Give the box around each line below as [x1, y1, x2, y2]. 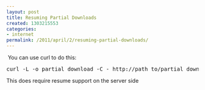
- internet [6, 32, 34, 38]
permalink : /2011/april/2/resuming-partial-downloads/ [6, 37, 149, 43]
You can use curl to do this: [7, 54, 77, 61]
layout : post [6, 9, 40, 15]
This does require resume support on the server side [6, 77, 139, 84]
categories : [6, 26, 37, 32]
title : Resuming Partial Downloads [6, 15, 97, 21]
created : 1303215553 [6, 20, 59, 26]
